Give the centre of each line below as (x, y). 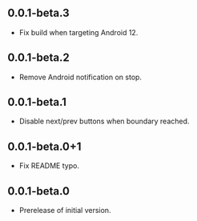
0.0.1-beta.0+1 (44, 146)
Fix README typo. (49, 166)
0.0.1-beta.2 (38, 58)
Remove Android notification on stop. (80, 77)
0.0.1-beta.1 (37, 102)
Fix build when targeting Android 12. (78, 32)
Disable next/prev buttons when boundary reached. (104, 121)
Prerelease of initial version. (65, 211)
